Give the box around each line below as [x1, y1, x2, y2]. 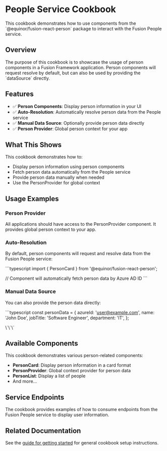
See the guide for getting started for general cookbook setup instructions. [5, 440, 159, 446]
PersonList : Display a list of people [12, 373, 86, 379]
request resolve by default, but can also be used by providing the [5, 70, 141, 76]
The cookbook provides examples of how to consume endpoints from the [5, 407, 158, 413]
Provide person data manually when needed [12, 174, 104, 180]
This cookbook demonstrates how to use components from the [5, 20, 136, 26]
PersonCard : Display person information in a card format [12, 362, 131, 368]
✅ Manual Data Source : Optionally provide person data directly [12, 120, 145, 126]
